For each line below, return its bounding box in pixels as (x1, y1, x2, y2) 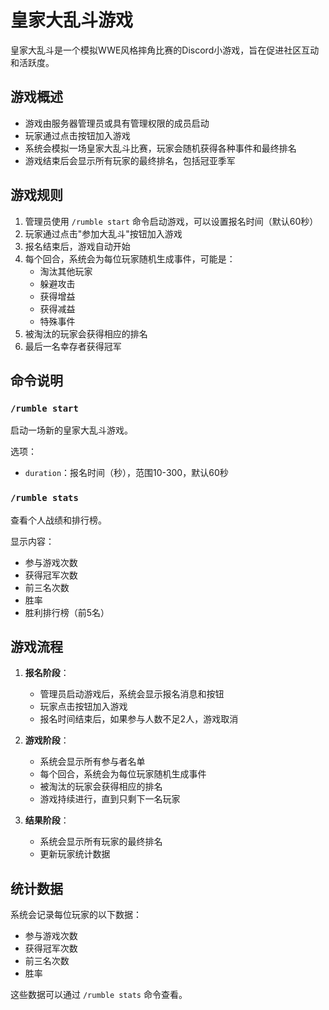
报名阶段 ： (24, 667, 70, 679)
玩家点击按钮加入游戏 (39, 701, 128, 713)
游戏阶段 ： (24, 734, 70, 746)
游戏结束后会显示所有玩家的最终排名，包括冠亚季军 (24, 154, 236, 166)
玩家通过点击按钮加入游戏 (24, 129, 131, 141)
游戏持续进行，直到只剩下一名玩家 (39, 793, 181, 805)
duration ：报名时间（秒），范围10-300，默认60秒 (24, 467, 229, 479)
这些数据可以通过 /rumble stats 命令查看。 (10, 989, 188, 1001)
